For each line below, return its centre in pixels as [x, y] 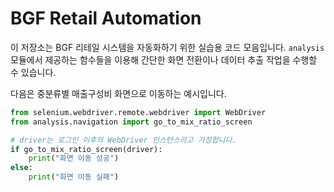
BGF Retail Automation [106, 18]
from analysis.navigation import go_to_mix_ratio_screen [131, 122]
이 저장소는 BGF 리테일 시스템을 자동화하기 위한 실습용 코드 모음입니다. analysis [167, 47]
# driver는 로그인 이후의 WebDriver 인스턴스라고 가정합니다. [123, 140]
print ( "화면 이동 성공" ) [74, 158]
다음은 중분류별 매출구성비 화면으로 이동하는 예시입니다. [118, 93]
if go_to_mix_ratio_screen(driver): [86, 149]
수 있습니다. [33, 72]
